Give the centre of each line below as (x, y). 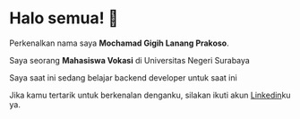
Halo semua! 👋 (64, 18)
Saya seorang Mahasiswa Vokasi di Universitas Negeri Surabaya (130, 60)
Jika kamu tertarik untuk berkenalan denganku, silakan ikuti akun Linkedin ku (150, 95)
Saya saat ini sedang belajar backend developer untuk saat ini (123, 77)
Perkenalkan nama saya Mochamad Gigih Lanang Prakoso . (120, 43)
